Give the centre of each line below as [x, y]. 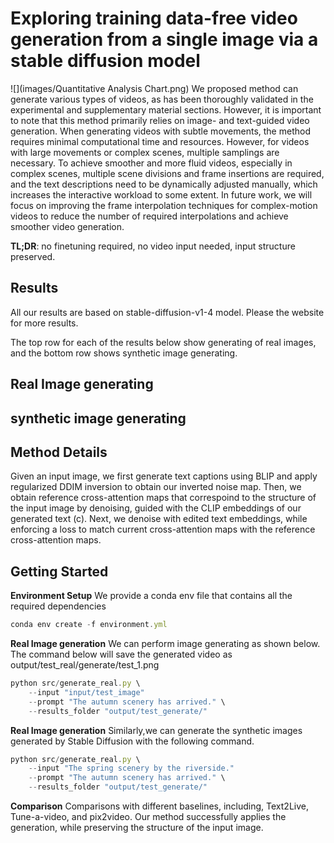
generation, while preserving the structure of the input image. [137, 828]
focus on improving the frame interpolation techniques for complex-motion [164, 205]
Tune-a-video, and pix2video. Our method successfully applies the [148, 817]
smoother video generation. [67, 226]
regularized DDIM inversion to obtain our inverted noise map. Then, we [156, 487]
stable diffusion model [105, 61]
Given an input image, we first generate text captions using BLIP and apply [164, 476]
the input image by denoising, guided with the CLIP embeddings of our [156, 508]
